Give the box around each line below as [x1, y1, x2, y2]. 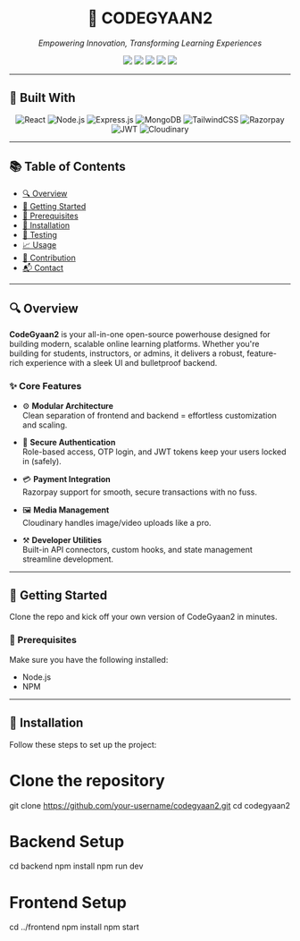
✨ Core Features [9, 380, 82, 393]
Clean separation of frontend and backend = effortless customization [21, 410, 277, 420]
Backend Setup [9, 831, 125, 852]
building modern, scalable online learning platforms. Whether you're [9, 339, 260, 350]
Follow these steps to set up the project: [9, 739, 157, 750]
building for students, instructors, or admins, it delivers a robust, [9, 348, 246, 359]
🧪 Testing [21, 229, 58, 240]
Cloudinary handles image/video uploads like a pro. [21, 517, 212, 528]
